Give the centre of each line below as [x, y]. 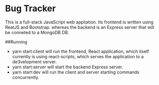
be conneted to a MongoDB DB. [37, 32]
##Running [16, 42]
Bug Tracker [30, 9]
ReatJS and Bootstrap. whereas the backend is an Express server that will [80, 27]
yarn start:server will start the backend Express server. [68, 67]
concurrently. [26, 77]
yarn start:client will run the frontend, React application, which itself [80, 51]
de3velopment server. [34, 62]
